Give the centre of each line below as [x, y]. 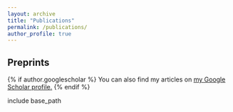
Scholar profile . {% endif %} [49, 87]
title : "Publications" [41, 21]
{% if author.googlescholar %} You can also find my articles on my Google [116, 79]
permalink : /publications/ [47, 27]
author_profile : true [40, 34]
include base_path [35, 101]
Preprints [29, 62]
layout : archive [31, 14]
